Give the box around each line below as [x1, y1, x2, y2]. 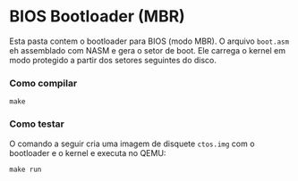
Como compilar [9, 77, 78, 89]
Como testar [9, 118, 64, 130]
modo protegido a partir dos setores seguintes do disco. [9, 54, 217, 65]
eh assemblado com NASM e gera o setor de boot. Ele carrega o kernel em [9, 45, 286, 55]
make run [9, 165, 42, 174]
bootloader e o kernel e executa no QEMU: [9, 147, 166, 158]
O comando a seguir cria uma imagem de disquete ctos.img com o [9, 138, 255, 149]
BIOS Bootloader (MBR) [9, 6, 185, 27]
